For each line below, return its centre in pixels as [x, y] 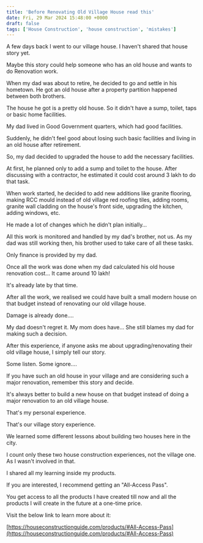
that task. [18, 182]
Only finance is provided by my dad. [52, 255]
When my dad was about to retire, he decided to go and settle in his [92, 83]
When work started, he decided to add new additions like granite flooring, [99, 193]
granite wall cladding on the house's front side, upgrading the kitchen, [95, 206]
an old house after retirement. [44, 145]
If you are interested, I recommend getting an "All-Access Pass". [87, 485]
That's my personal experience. [46, 413]
